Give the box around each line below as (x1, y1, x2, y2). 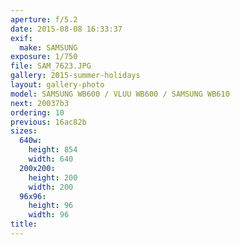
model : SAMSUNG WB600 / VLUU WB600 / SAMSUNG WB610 (10, 89, 230, 99)
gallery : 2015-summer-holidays (10, 71, 141, 81)
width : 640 (28, 154, 74, 164)
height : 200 (28, 172, 78, 183)
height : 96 (28, 201, 74, 211)
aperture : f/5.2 (10, 14, 78, 25)
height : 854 (28, 145, 78, 155)
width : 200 (28, 182, 74, 192)
